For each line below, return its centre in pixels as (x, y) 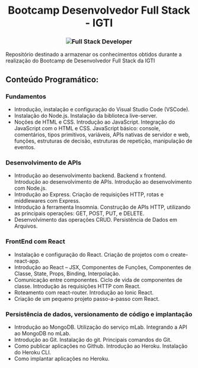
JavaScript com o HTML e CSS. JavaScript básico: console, (87, 128)
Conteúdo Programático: (52, 79)
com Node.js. (30, 188)
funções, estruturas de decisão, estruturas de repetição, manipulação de (103, 141)
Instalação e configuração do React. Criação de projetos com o (91, 254)
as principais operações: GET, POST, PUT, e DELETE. (79, 213)
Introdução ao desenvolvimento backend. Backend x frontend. (90, 175)
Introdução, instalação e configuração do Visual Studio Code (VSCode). (102, 109)
